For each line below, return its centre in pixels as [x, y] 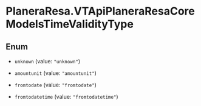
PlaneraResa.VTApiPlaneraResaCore [100, 11]
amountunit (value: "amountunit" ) [55, 73]
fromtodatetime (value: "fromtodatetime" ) [66, 97]
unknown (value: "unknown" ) [47, 61]
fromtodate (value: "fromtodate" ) [55, 85]
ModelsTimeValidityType [70, 24]
